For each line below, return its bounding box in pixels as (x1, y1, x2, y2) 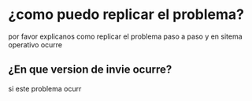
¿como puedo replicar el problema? (8, 6, 244, 24)
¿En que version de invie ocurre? (8, 63, 172, 77)
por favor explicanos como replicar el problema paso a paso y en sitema (8, 32, 243, 41)
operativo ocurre (8, 39, 63, 49)
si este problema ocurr (8, 84, 82, 93)
